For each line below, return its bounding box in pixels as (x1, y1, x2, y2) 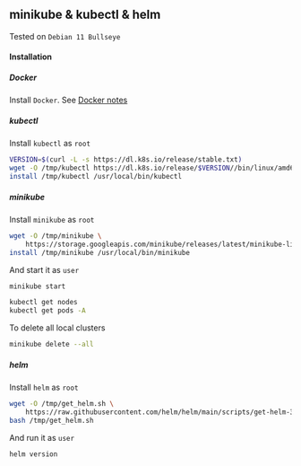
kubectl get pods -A (9, 306, 87, 315)
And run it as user (9, 432, 74, 443)
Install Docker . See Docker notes (9, 94, 128, 106)
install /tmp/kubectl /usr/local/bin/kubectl (9, 172, 182, 181)
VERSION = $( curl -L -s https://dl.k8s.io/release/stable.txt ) (9, 155, 243, 164)
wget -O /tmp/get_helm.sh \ (9, 400, 115, 409)
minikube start (9, 282, 66, 291)
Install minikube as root (9, 214, 95, 224)
